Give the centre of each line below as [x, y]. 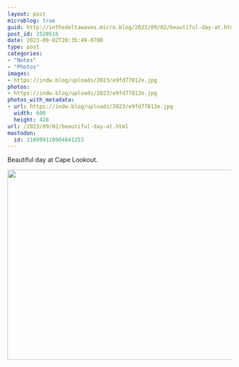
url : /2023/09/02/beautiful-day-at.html [68, 126]
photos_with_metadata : [41, 100]
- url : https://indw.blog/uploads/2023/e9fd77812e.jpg [90, 107]
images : [19, 73]
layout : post [27, 14]
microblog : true [31, 21]
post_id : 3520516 [33, 34]
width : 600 [30, 113]
